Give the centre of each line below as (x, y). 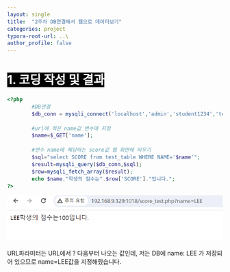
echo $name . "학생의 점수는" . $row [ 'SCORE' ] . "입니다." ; (104, 179)
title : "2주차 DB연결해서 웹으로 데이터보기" (64, 22)
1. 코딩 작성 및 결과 (56, 80)
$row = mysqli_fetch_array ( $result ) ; (82, 172)
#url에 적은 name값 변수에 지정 (71, 128)
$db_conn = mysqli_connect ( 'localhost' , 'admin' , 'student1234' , (124, 114)
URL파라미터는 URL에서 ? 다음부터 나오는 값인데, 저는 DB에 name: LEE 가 (106, 253)
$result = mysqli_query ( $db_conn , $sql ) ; (87, 164)
